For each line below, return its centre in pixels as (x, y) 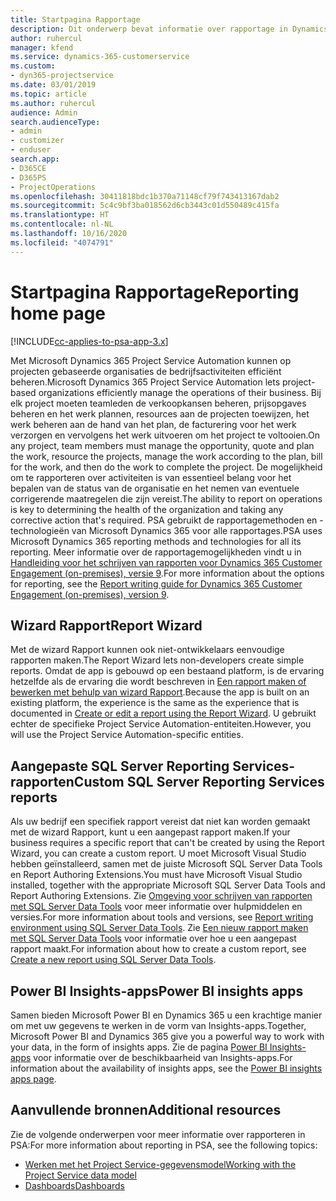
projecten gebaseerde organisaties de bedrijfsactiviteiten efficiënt (146, 371)
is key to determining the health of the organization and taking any (147, 509)
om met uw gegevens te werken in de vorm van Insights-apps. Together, (158, 1025)
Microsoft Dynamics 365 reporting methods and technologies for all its (156, 541)
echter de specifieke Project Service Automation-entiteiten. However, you (161, 724)
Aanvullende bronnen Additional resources (146, 1110)
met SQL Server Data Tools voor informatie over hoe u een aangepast (153, 938)
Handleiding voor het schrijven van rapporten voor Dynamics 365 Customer (166, 562)
